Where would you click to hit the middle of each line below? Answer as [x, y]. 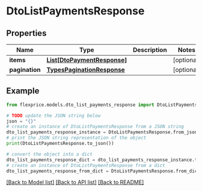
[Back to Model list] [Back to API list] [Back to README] [75, 182]
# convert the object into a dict [50, 154]
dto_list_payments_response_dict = [51, 160]
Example [23, 91]
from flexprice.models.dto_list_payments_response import [80, 105]
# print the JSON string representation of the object [76, 138]
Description [150, 50]
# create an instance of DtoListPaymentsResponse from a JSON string [95, 127]
